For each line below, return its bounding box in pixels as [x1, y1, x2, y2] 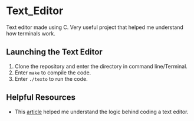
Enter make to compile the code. [14, 69, 91, 76]
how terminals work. [6, 30, 56, 37]
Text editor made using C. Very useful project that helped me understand [6, 24, 184, 31]
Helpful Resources [6, 93, 75, 103]
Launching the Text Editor [6, 47, 103, 57]
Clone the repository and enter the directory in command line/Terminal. [14, 63, 188, 70]
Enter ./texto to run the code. [14, 75, 88, 82]
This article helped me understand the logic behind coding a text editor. [14, 108, 189, 115]
